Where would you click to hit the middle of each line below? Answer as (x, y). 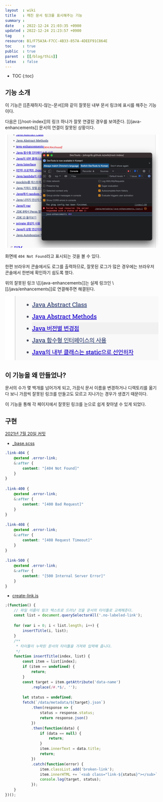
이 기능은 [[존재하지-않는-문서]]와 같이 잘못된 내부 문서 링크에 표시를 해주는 (76, 105)
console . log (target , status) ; (70, 780)
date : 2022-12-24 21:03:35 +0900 (43, 26)
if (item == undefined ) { (49, 667)
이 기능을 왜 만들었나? (36, 375)
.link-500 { (17, 561)
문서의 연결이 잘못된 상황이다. (67, 128)
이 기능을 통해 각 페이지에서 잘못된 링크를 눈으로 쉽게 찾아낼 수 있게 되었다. (76, 404)
